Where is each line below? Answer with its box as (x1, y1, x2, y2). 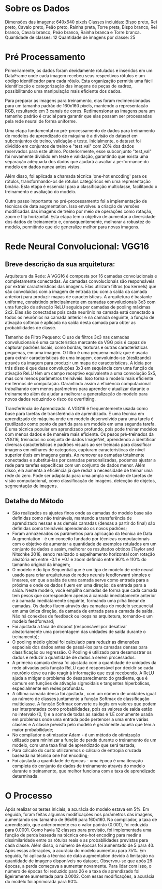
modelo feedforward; (12, 618, 55, 624)
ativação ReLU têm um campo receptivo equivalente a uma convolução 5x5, (5, 370, 157, 376)
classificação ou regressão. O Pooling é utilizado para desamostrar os (12, 649, 152, 655)
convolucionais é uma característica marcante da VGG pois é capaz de (5, 339, 147, 345)
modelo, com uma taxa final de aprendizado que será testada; (12, 742, 136, 748)
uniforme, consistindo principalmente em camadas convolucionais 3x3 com (5, 299, 156, 305)
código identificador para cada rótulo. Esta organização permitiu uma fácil (5, 78, 153, 84)
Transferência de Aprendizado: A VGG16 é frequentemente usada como (5, 405, 148, 411)
